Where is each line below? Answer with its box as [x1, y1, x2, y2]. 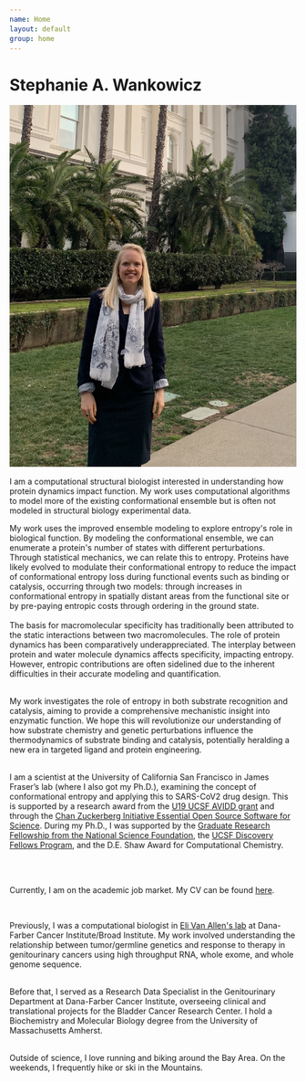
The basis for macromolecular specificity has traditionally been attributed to [9, 619, 294, 630]
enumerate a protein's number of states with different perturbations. [9, 541, 266, 552]
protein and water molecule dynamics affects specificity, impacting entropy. [9, 648, 294, 659]
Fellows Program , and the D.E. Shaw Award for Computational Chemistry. [9, 839, 284, 850]
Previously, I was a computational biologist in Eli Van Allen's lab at [9, 919, 257, 930]
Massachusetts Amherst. [9, 1024, 103, 1035]
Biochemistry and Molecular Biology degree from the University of [9, 1014, 258, 1026]
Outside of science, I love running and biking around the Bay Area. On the [9, 1052, 286, 1063]
